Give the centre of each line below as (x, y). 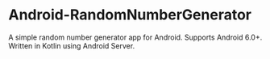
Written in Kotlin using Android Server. (72, 45)
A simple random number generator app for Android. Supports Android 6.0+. (135, 37)
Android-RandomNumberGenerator (130, 15)
